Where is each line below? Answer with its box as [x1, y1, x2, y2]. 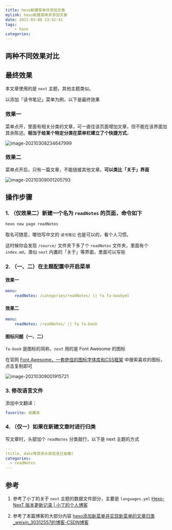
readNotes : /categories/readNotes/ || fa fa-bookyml [14, 293, 130, 298]
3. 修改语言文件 [5, 387, 44, 394]
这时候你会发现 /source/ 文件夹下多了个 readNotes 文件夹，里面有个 [5, 242, 149, 249]
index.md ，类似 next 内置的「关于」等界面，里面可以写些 [5, 249, 126, 255]
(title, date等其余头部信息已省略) [5, 451, 73, 456]
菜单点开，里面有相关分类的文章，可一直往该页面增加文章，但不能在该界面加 [5, 123, 167, 129]
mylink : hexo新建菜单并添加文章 [5, 12, 68, 17]
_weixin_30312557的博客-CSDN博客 [12, 519, 89, 525]
